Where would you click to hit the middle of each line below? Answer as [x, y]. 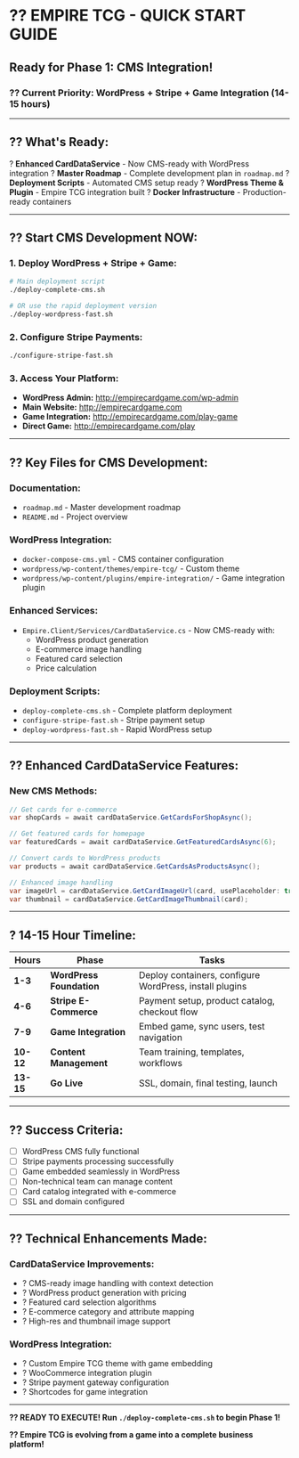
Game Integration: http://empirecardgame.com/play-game [130, 417]
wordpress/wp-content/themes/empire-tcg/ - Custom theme [131, 569]
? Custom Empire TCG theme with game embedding [117, 1364]
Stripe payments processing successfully [98, 1161]
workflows [160, 1063]
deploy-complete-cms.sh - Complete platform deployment [127, 710]
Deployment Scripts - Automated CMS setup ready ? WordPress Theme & [147, 183]
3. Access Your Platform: [64, 378]
